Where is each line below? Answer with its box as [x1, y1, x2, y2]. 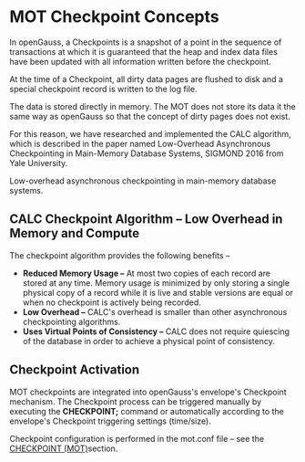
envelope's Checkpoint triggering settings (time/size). [9, 415, 211, 426]
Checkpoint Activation [9, 362, 140, 378]
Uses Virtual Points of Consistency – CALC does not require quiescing [22, 326, 290, 337]
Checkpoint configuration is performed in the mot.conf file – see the [9, 433, 265, 444]
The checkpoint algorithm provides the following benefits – [9, 249, 230, 261]
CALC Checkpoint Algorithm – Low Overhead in [9, 212, 283, 227]
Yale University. [9, 157, 68, 168]
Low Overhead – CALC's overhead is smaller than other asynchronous [22, 306, 288, 317]
